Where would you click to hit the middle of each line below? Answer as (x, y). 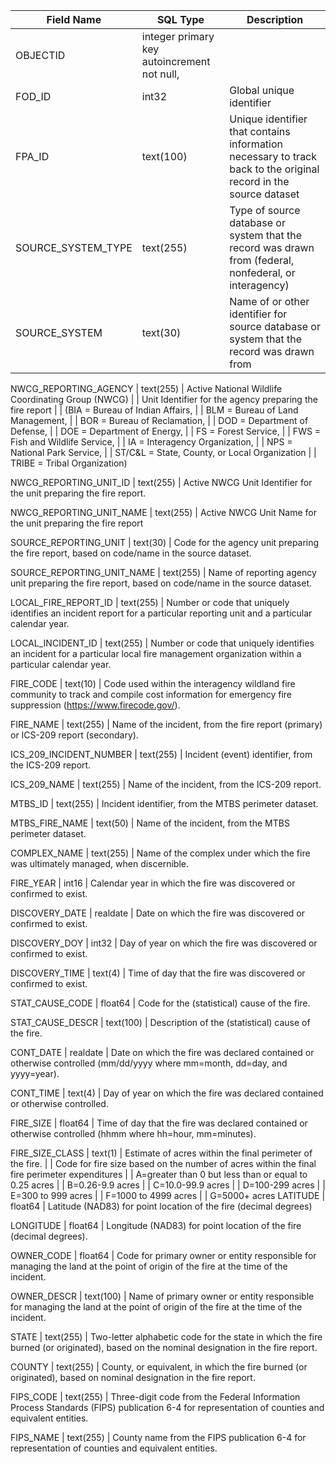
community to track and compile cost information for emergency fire (151, 694)
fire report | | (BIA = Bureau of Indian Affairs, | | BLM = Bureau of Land (154, 410)
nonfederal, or (262, 272)
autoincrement (176, 61)
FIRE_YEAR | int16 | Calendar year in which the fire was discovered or (153, 883)
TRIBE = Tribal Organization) (69, 463)
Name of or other (269, 301)
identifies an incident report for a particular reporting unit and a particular (161, 613)
